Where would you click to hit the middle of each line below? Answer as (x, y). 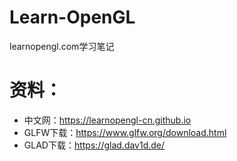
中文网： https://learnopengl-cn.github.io (107, 120)
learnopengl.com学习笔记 (62, 46)
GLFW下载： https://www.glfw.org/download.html (125, 132)
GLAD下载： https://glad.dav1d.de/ (94, 145)
